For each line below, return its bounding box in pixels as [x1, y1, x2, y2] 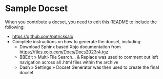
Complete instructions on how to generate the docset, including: [12, 38, 142, 44]
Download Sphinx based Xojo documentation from [19, 44, 121, 49]
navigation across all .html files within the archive [19, 59, 119, 65]
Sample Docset [5, 3, 68, 14]
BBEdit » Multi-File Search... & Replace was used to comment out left [19, 54, 158, 60]
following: [5, 24, 25, 30]
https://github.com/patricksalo [12, 33, 74, 39]
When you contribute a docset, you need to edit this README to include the [5, 19, 157, 25]
